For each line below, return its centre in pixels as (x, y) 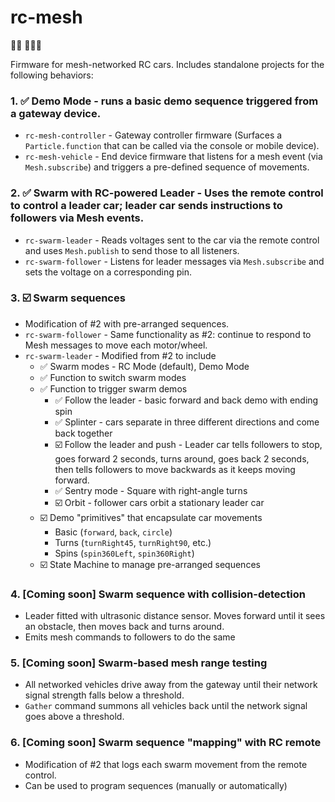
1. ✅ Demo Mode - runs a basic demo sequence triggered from (164, 101)
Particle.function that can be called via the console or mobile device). (172, 146)
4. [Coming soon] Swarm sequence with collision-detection (158, 594)
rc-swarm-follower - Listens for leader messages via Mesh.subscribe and (174, 261)
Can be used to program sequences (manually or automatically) (156, 785)
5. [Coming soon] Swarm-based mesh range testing (139, 663)
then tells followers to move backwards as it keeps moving (175, 469)
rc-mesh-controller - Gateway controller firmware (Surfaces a (153, 135)
